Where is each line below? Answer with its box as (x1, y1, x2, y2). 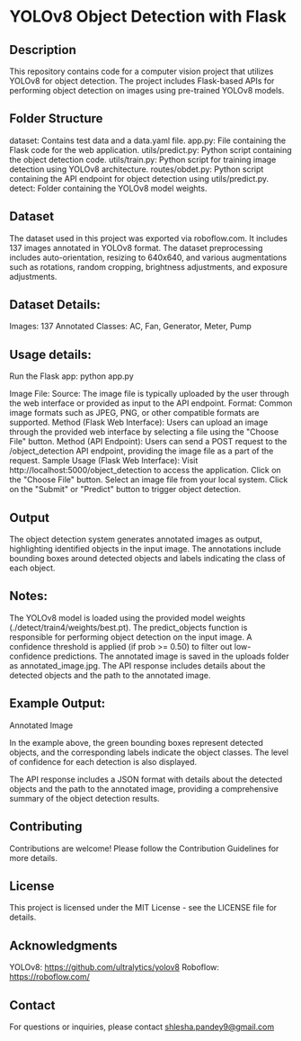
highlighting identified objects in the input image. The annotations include (9, 543, 281, 554)
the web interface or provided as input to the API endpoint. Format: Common (9, 398, 293, 408)
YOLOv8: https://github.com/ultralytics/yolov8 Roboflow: (9, 962, 220, 973)
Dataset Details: (9, 297, 102, 312)
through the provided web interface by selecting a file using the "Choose (9, 426, 279, 437)
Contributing (9, 819, 83, 834)
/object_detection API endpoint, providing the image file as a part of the (9, 445, 274, 456)
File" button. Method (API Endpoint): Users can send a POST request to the (9, 436, 288, 447)
